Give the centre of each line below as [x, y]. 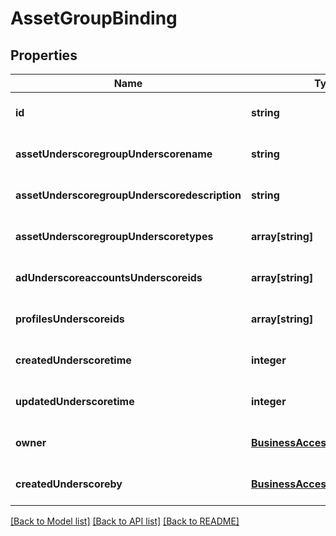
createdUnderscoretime [73, 360]
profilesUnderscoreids [70, 319]
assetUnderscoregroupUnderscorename [114, 154]
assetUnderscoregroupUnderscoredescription [128, 195]
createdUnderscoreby [69, 484]
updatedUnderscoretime [75, 401]
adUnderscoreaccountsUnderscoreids [109, 277]
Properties [44, 55]
